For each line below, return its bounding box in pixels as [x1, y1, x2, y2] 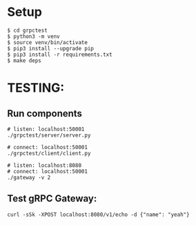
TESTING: [7, 80, 65, 96]
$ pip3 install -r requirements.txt [7, 51, 112, 58]
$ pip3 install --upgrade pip [7, 45, 95, 52]
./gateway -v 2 [7, 174, 51, 181]
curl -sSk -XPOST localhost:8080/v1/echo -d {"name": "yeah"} [7, 211, 190, 218]
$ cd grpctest [7, 27, 48, 34]
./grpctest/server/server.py [7, 132, 91, 139]
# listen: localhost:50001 [7, 126, 85, 133]
